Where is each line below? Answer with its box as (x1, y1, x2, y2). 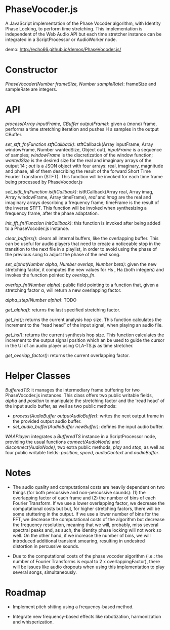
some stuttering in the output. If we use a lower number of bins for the (12, 510, 159, 517)
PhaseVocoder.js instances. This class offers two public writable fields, (5, 392, 153, 398)
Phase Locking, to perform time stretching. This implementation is (5, 25, 143, 31)
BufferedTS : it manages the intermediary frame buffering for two (5, 386, 140, 393)
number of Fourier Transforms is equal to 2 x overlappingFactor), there (12, 558, 160, 564)
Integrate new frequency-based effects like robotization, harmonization (12, 613, 161, 619)
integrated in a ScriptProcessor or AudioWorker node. (5, 36, 117, 43)
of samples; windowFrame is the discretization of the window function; (5, 152, 153, 158)
